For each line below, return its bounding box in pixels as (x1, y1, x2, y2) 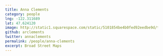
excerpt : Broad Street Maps (5, 43, 62, 48)
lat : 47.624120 (5, 20, 36, 26)
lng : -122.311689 (5, 16, 40, 21)
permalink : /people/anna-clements (5, 39, 75, 44)
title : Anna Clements (5, 7, 49, 12)
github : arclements (5, 30, 45, 35)
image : (5, 25, 18, 30)
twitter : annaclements (5, 35, 51, 39)
